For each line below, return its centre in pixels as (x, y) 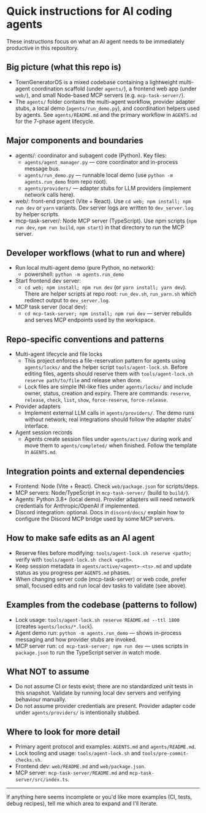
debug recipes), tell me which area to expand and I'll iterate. (82, 804)
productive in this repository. (43, 48)
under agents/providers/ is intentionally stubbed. (78, 713)
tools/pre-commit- (165, 754)
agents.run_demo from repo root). (66, 181)
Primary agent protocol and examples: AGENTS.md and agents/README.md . (105, 747)
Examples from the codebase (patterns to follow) (102, 605)
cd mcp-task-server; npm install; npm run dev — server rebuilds (108, 313)
